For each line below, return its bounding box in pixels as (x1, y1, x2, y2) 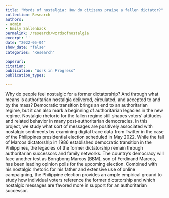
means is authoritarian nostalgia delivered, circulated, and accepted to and (5, 96, 160, 103)
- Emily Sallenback (5, 26, 46, 31)
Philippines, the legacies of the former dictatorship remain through (5, 145, 143, 151)
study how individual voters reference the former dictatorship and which (5, 177, 155, 183)
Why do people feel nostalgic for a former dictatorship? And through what (5, 91, 159, 97)
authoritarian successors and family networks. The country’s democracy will (5, 150, 164, 156)
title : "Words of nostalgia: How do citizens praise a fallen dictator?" (5, 7, 164, 13)
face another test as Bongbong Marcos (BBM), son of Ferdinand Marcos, (5, 156, 156, 162)
